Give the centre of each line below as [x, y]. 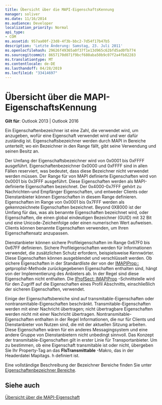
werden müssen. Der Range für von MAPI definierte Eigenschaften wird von [81, 176]
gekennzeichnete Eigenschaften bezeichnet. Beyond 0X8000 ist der [73, 207]
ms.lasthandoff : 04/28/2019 [34, 69]
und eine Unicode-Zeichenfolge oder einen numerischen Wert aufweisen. [79, 223]
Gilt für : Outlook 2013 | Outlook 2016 [42, 121]
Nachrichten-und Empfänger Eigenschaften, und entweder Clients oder [77, 192]
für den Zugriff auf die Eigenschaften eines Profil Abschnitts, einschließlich [80, 284]
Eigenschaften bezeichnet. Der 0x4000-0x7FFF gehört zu [84, 186]
